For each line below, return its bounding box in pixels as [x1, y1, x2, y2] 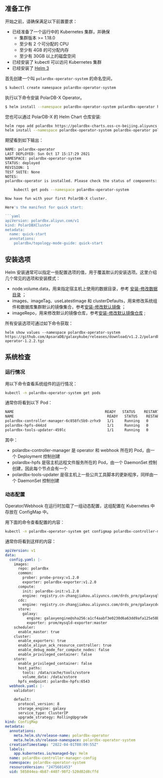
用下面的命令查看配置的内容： [5, 519, 65, 525]
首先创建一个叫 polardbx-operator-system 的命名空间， [5, 75, 115, 81]
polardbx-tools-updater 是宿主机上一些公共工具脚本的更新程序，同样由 [12, 471, 154, 477]
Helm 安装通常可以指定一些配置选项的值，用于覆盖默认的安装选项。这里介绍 [5, 269, 157, 275]
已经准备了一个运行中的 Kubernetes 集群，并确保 [12, 29, 110, 35]
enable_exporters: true [17, 639, 66, 643]
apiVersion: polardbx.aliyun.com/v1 [5, 218, 79, 223]
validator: [14, 688, 36, 693]
